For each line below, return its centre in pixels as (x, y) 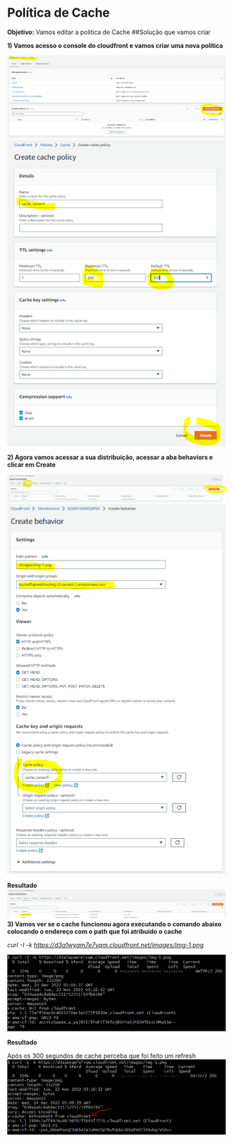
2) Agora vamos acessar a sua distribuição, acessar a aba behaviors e (110, 457)
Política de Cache (59, 13)
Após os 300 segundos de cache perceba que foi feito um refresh (102, 1056)
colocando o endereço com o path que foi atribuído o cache (95, 932)
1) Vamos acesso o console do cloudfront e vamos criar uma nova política (115, 45)
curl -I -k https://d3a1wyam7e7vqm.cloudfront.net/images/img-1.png (105, 945)
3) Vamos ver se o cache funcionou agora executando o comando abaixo (114, 924)
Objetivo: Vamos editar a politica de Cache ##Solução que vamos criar (109, 32)
